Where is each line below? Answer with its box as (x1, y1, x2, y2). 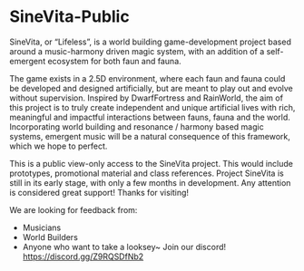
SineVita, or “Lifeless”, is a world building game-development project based (9, 36, 292, 47)
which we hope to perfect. (9, 140, 108, 151)
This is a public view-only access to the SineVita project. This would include (9, 158, 293, 169)
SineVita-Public (9, 6, 130, 27)
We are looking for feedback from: (9, 204, 138, 215)
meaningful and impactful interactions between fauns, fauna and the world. (9, 111, 290, 122)
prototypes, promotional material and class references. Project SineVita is (9, 168, 284, 179)
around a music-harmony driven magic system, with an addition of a (9, 45, 265, 56)
